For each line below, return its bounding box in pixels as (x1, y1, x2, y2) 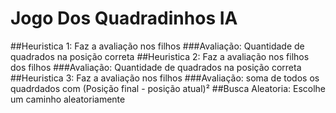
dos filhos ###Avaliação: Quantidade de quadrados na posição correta (10, 61, 302, 73)
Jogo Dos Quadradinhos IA (10, 7, 238, 30)
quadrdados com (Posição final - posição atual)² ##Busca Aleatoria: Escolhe (10, 82, 327, 94)
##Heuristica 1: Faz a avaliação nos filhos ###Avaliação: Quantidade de (10, 40, 305, 52)
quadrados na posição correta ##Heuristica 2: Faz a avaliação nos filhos (10, 50, 310, 62)
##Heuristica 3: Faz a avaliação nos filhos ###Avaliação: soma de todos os (10, 72, 320, 84)
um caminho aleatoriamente (10, 93, 126, 105)
